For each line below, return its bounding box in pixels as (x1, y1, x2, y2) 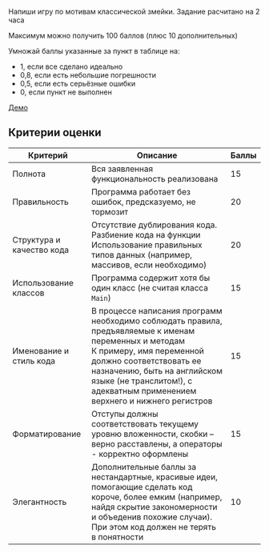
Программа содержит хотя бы (91, 272, 211, 283)
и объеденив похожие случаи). (91, 511, 213, 523)
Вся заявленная (91, 163, 154, 174)
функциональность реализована (91, 173, 219, 184)
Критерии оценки (8, 126, 102, 139)
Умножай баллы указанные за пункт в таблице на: (8, 46, 180, 55)
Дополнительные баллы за (91, 461, 197, 472)
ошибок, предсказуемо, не (91, 196, 196, 207)
